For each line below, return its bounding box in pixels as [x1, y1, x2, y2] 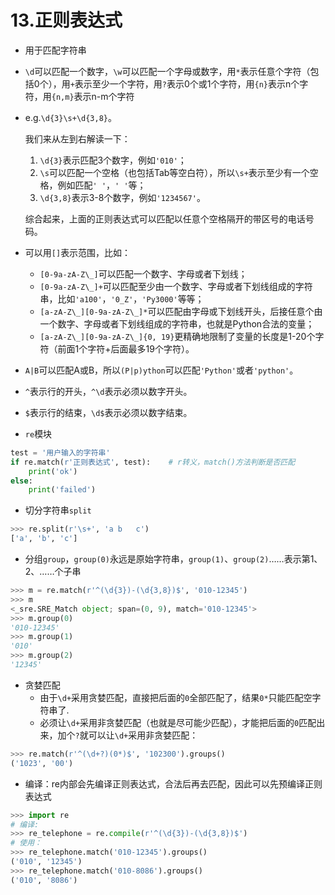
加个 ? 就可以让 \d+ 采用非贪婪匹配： [57, 729, 199, 741]
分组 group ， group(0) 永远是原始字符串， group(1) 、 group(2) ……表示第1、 [24, 553, 323, 565]
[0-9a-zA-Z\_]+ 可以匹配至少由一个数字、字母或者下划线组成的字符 [39, 280, 313, 292]
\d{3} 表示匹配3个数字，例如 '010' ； [39, 154, 187, 166]
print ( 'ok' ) [28, 466, 78, 476]
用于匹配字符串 [24, 44, 87, 56]
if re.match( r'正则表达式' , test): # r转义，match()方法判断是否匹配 [10, 457, 296, 467]
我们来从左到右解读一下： [24, 132, 131, 145]
